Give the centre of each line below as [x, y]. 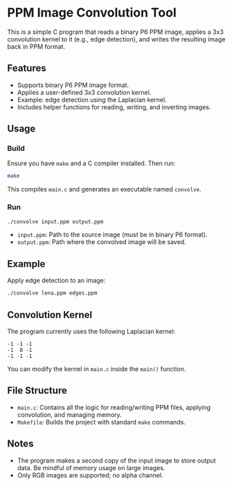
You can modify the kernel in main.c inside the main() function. [97, 368]
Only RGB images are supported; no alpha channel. [90, 475]
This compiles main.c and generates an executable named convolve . [104, 189]
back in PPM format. [36, 46]
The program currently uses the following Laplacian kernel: [91, 331]
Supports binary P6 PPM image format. [73, 85]
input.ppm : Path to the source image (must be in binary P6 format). [112, 235]
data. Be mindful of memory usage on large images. [91, 467]
